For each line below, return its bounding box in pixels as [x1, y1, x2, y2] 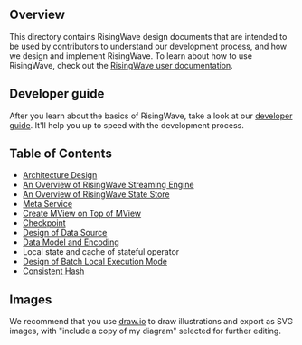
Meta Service [22, 199, 73, 210]
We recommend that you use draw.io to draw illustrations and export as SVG [9, 316, 294, 327]
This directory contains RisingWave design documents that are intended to [9, 31, 288, 42]
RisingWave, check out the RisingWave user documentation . [9, 60, 233, 70]
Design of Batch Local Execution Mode [22, 256, 167, 267]
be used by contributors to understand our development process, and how [9, 41, 288, 51]
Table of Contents [9, 146, 113, 162]
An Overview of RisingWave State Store [22, 189, 170, 200]
